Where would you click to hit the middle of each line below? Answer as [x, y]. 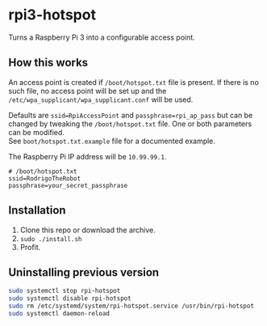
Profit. [30, 247]
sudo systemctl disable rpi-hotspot [70, 298]
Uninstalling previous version [84, 272]
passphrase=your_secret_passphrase [68, 185]
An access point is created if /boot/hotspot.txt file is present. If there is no [134, 82]
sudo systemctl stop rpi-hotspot [65, 291]
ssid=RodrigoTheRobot [45, 178]
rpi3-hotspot [52, 15]
